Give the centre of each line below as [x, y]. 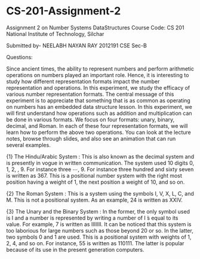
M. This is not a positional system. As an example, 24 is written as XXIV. [95, 200]
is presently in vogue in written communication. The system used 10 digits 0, [100, 163]
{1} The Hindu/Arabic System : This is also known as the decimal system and [100, 156]
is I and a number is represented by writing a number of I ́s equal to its [92, 218]
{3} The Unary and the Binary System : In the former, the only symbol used [98, 211]
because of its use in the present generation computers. [75, 249]
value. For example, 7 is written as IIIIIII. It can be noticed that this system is [99, 224]
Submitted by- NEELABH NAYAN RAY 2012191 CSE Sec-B [77, 45]
